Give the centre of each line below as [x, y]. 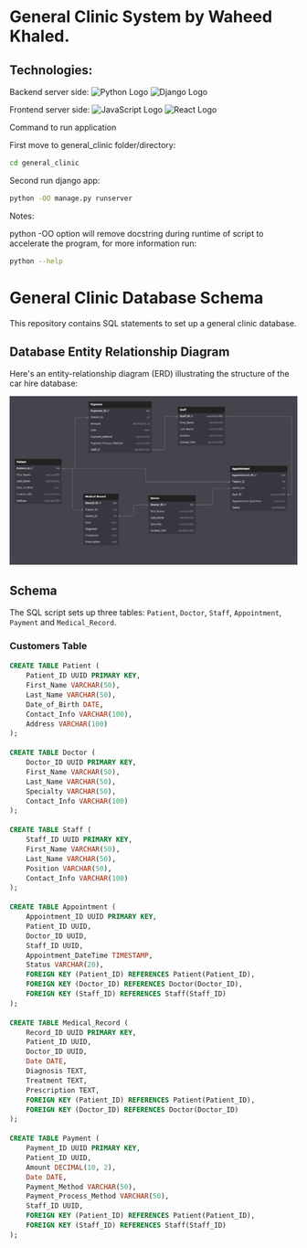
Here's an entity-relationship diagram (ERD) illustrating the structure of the [149, 374]
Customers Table [48, 645]
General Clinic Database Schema [137, 298]
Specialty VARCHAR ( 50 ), [71, 791]
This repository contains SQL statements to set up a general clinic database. [153, 323]
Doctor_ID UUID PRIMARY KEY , [81, 763]
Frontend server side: [50, 110]
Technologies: [51, 70]
